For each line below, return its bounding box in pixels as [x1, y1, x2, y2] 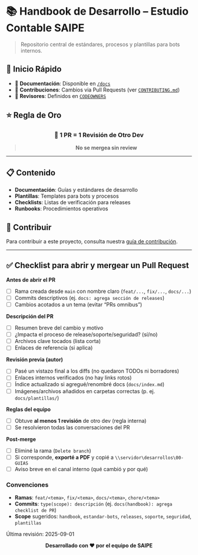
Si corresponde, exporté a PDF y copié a [14, 453, 114, 461]
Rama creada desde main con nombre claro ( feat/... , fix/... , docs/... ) [14, 288, 192, 295]
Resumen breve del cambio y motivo [14, 324, 104, 331]
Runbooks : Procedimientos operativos [14, 205, 108, 213]
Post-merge [6, 435, 37, 443]
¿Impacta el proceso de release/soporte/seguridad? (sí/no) [14, 331, 158, 338]
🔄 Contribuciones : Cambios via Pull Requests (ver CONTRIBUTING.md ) [14, 86, 180, 93]
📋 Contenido [6, 168, 56, 178]
